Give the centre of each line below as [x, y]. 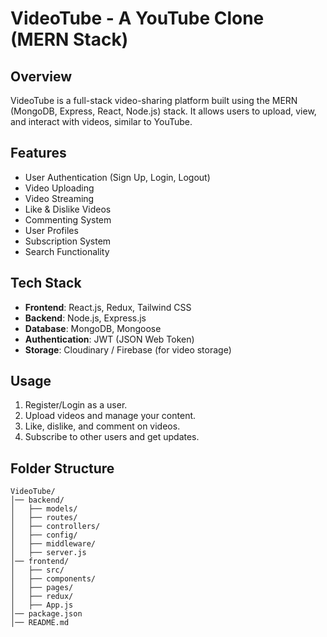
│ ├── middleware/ [53, 544]
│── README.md [40, 623]
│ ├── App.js [42, 605]
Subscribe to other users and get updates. [112, 437]
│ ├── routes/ [44, 518]
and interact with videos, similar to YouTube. [101, 121]
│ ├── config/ [44, 535]
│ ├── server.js [48, 553]
